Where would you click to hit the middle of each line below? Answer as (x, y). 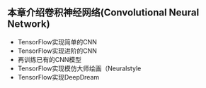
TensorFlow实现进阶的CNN (57, 51)
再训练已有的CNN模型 (50, 59)
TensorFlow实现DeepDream (58, 77)
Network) (29, 24)
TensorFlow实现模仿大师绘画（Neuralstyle (79, 68)
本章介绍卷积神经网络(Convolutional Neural (103, 13)
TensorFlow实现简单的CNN (57, 42)
